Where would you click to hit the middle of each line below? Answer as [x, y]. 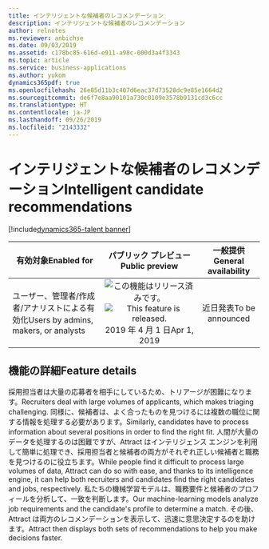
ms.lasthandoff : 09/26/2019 [55, 120]
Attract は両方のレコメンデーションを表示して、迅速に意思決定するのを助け [132, 519]
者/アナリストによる [49, 307]
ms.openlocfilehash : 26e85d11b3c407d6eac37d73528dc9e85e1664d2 [116, 90]
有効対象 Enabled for [54, 260]
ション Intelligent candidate [113, 189]
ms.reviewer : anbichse [46, 38]
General [229, 261]
